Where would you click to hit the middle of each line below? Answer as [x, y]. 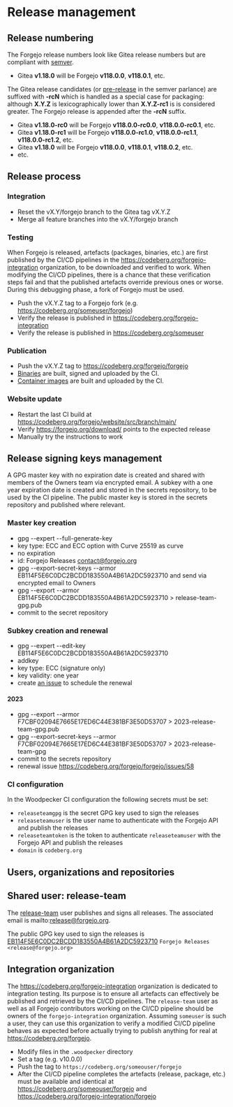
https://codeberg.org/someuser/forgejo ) [75, 310]
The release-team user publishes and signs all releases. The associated [111, 913]
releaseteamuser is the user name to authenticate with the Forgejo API [118, 821]
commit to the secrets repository [64, 759]
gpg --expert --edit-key [51, 645]
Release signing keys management [85, 458]
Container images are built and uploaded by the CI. [90, 381]
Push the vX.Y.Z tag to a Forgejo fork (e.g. [77, 303]
